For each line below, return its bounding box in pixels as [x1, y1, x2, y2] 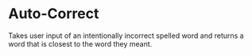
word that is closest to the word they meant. [8, 39, 153, 48]
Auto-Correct [8, 5, 99, 23]
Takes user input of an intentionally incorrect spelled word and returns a [8, 31, 244, 40]
